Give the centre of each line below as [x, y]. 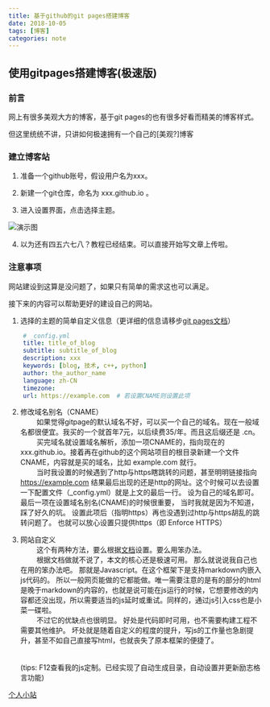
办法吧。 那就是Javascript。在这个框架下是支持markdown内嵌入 [155, 570]
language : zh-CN [50, 380]
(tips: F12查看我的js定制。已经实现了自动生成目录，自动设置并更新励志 [137, 668]
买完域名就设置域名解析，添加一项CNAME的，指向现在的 [131, 442]
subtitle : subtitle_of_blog [70, 351]
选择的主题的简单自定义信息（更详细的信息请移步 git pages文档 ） [127, 320]
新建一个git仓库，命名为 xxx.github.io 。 [86, 193]
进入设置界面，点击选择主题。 [69, 210]
